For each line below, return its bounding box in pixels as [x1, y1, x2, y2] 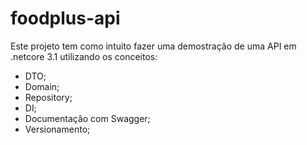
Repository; [24, 91, 73, 103]
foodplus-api [10, 7, 121, 30]
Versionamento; [24, 123, 91, 135]
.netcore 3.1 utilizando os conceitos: [10, 50, 158, 62]
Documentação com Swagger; [24, 112, 151, 124]
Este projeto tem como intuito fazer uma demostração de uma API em [10, 40, 297, 52]
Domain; [24, 80, 60, 92]
